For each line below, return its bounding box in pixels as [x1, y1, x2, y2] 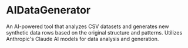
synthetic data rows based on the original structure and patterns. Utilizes [6, 29, 183, 36]
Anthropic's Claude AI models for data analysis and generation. [6, 35, 159, 42]
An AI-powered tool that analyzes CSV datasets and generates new [6, 23, 169, 30]
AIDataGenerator [6, 4, 91, 17]
